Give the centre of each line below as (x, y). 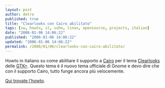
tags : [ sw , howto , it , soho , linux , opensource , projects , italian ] (77, 28)
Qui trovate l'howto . (25, 81)
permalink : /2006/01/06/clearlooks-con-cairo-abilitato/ (65, 46)
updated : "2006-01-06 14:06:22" (38, 42)
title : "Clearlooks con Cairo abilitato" (49, 23)
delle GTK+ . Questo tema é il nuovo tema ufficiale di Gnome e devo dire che (82, 66)
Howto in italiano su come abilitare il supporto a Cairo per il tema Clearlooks (82, 60)
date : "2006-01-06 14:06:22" (35, 33)
